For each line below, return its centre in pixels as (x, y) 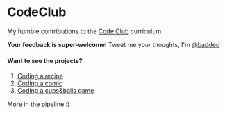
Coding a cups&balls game (56, 91)
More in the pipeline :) (39, 104)
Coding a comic (40, 83)
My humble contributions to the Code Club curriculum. (85, 31)
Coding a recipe (40, 76)
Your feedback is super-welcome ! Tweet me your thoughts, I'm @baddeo (113, 44)
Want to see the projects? (45, 60)
